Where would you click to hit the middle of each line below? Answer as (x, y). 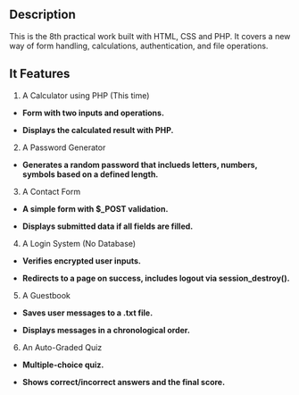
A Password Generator (64, 147)
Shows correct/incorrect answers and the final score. (124, 382)
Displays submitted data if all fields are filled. (108, 226)
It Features (40, 74)
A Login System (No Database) (79, 243)
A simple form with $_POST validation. (95, 208)
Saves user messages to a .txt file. (87, 313)
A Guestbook (46, 295)
